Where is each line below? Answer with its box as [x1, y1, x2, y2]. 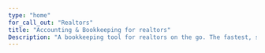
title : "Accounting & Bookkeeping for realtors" [8, 26, 171, 34]
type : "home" [8, 11, 51, 19]
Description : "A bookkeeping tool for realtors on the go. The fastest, [8, 33, 252, 41]
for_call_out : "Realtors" [8, 19, 93, 26]
